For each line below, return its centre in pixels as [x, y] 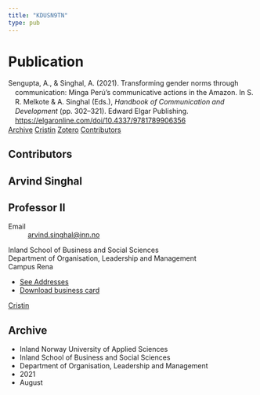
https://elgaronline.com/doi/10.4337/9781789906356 [101, 120]
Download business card [60, 291]
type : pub [24, 23]
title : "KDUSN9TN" [38, 15]
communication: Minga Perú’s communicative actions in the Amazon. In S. [134, 93]
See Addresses [44, 282]
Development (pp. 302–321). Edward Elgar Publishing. [102, 112]
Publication [46, 62]
